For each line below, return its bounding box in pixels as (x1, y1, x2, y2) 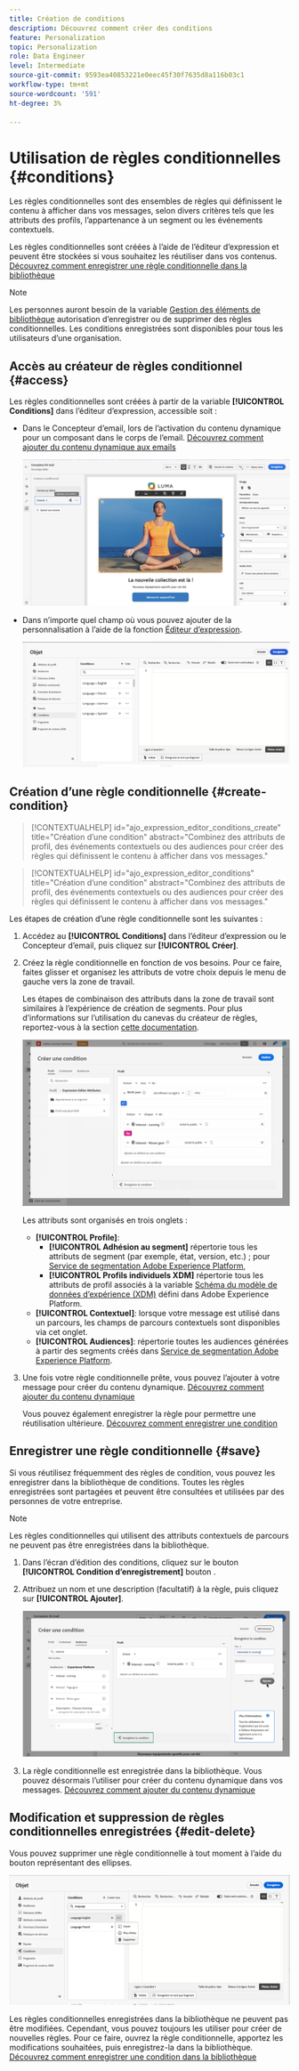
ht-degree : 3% (9, 99, 62, 108)
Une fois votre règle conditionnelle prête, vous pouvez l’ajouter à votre (21, 1372, 280, 1383)
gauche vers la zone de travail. (21, 975, 135, 987)
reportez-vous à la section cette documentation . (21, 1022, 200, 1032)
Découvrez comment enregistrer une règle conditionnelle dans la (9, 261, 247, 271)
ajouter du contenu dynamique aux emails (21, 441, 176, 453)
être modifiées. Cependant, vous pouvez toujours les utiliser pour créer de (9, 2023, 282, 2034)
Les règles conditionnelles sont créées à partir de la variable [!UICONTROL (9, 396, 285, 407)
